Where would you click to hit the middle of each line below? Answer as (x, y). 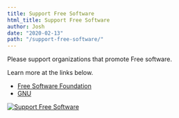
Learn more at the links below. (50, 73)
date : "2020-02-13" (35, 33)
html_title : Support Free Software (59, 20)
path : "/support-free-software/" (56, 40)
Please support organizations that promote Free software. (89, 59)
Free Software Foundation (54, 86)
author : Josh (26, 26)
